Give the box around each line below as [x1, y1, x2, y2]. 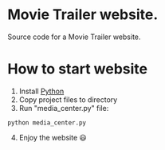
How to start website [7, 60, 148, 78]
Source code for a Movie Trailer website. [7, 32, 141, 41]
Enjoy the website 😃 [18, 132, 87, 142]
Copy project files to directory [18, 94, 118, 105]
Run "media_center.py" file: [18, 103, 109, 112]
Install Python [18, 86, 65, 96]
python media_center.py [7, 118, 87, 127]
